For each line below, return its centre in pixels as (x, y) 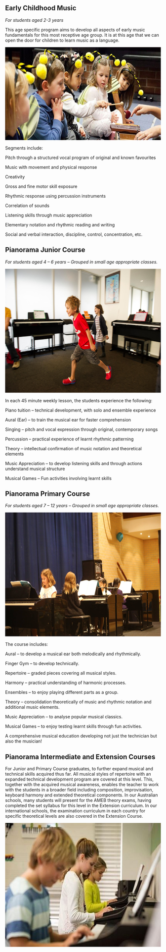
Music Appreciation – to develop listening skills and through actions (74, 463)
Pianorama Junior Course (45, 250)
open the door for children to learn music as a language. (62, 40)
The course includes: (27, 644)
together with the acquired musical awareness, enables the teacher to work (82, 785)
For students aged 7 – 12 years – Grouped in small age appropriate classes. (82, 506)
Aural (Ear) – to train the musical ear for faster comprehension (68, 420)
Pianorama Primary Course (48, 494)
